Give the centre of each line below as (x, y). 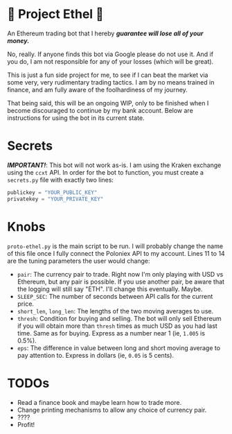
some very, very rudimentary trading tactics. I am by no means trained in (111, 82)
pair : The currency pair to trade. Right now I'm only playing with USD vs (120, 274)
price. (26, 304)
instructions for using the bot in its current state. (76, 118)
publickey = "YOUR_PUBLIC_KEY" (52, 192)
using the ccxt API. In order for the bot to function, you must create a (106, 172)
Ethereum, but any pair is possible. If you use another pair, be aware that (121, 281)
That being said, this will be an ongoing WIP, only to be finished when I (108, 103)
